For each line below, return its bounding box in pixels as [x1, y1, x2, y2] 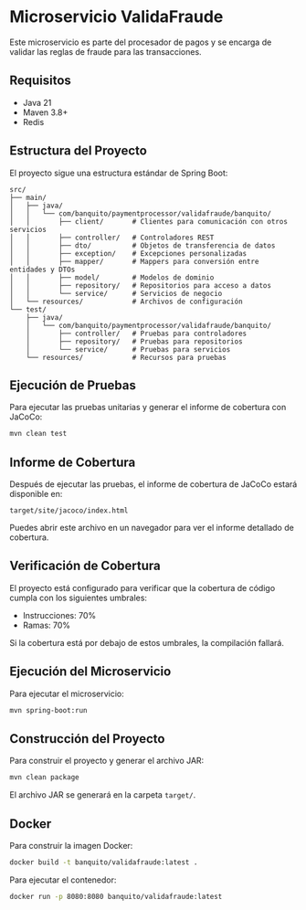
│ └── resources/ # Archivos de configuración [9, 297, 244, 306]
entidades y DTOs [9, 265, 76, 274]
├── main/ [9, 193, 47, 202]
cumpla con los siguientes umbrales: [9, 592, 148, 603]
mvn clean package [9, 773, 79, 782]
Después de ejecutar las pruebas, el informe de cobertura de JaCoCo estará [9, 479, 298, 490]
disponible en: [9, 489, 63, 500]
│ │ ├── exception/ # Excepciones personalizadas [9, 249, 248, 258]
